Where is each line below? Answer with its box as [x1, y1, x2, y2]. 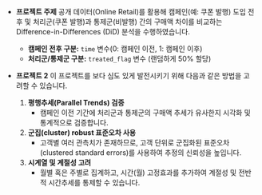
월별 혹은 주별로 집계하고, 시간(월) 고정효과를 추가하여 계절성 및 [39, 168, 237, 177]
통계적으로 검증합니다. [39, 118, 109, 127]
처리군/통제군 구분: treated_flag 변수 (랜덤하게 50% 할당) [27, 54, 212, 63]
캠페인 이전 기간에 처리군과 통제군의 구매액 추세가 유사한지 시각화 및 [39, 108, 252, 117]
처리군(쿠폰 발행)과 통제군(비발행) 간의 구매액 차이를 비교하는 [33, 17, 223, 26]
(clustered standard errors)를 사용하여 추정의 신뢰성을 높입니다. [39, 148, 242, 157]
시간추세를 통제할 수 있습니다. [48, 178, 141, 187]
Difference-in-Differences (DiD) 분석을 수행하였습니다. [15, 27, 190, 36]
